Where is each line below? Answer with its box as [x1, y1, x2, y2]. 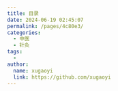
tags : [7, 49, 23, 55]
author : [7, 61, 29, 68]
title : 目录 [7, 10, 39, 17]
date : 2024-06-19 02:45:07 [7, 16, 84, 23]
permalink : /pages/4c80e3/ [7, 23, 84, 29]
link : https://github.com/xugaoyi [13, 73, 111, 81]
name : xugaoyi [13, 67, 53, 74]
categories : [7, 29, 41, 36]
